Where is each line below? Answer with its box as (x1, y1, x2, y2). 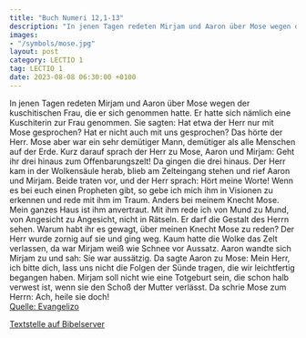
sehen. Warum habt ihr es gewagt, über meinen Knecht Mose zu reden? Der (9, 223, 295, 234)
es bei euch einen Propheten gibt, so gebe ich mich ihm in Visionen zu (9, 184, 273, 196)
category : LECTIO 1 (9, 56, 84, 65)
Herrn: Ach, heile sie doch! (9, 291, 110, 302)
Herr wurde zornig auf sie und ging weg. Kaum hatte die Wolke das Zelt (9, 233, 278, 244)
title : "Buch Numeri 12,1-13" (9, 13, 125, 23)
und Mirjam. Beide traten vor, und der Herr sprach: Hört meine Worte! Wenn (9, 175, 294, 186)
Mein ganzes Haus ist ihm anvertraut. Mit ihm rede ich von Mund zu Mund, (9, 204, 290, 215)
